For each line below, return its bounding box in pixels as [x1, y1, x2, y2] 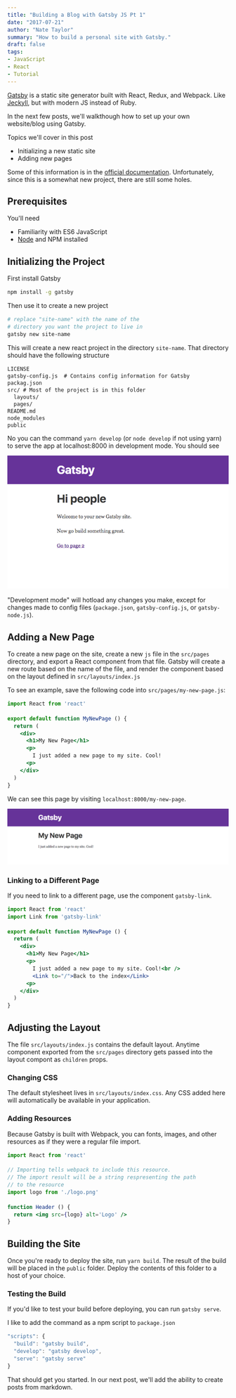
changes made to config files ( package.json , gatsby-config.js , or [7, 603, 197, 611]
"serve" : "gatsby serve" [13, 1355, 86, 1363]
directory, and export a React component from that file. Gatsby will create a [7, 657, 225, 666]
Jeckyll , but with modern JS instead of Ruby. [7, 98, 137, 107]
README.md [7, 408, 37, 415]
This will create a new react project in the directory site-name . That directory [7, 343, 229, 351]
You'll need [7, 214, 40, 223]
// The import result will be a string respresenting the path [7, 1174, 197, 1181]
